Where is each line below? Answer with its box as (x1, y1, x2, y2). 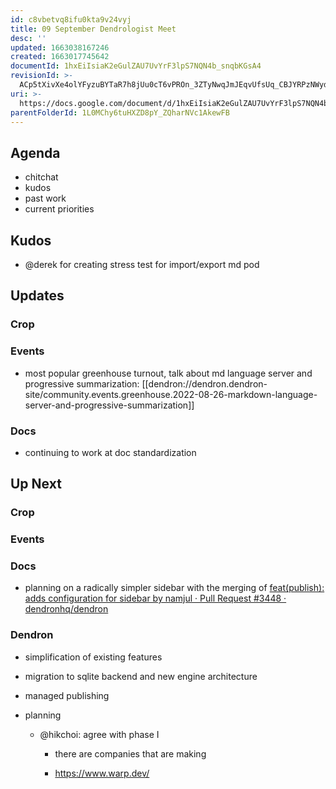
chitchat (24, 171, 59, 183)
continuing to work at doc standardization (24, 446, 197, 458)
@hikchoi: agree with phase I (39, 728, 160, 740)
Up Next (10, 476, 62, 493)
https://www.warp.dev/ (54, 767, 150, 779)
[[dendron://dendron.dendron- (141, 377, 268, 390)
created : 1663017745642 (10, 52, 110, 62)
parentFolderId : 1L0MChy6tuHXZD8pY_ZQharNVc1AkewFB (10, 107, 230, 118)
